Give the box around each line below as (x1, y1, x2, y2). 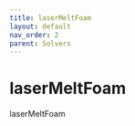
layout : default (9, 22, 71, 31)
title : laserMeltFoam (9, 13, 92, 23)
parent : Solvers (9, 38, 71, 48)
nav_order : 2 (9, 30, 59, 39)
